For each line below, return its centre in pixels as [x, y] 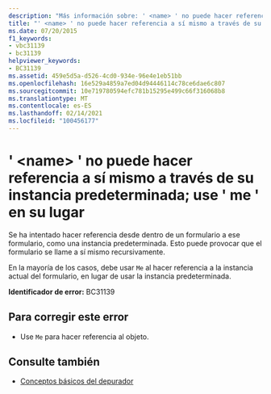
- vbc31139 [27, 46]
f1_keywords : [30, 38]
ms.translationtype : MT [48, 98]
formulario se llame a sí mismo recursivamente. [87, 252]
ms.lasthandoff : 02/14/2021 [56, 114]
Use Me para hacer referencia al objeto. [84, 337]
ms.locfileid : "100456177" [54, 121]
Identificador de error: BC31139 [62, 291]
